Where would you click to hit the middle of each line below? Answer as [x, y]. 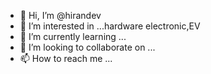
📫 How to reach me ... [66, 58]
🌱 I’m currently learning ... [73, 36]
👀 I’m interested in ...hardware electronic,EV [110, 26]
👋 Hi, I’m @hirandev [60, 15]
